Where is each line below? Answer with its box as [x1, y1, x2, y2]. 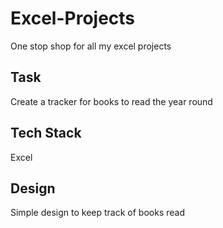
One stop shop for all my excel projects [10, 40, 172, 52]
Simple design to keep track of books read [10, 207, 185, 219]
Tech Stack [10, 125, 82, 142]
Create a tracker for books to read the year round [10, 95, 213, 107]
